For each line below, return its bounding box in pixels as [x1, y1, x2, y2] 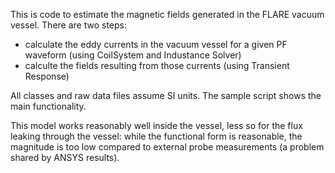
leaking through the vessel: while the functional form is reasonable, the [10, 130, 303, 142]
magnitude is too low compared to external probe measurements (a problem [10, 141, 325, 153]
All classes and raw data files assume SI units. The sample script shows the [10, 90, 322, 101]
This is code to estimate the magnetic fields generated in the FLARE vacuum [10, 9, 325, 20]
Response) [24, 70, 70, 82]
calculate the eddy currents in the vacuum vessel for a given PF [24, 39, 288, 50]
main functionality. [10, 100, 87, 112]
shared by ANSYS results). [10, 152, 120, 163]
